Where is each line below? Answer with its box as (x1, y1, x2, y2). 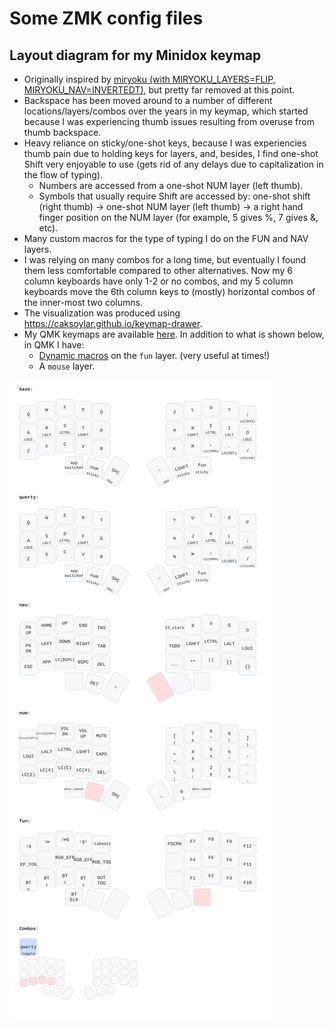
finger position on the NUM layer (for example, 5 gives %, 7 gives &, (38, 212, 319, 223)
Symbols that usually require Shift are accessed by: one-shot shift (38, 190, 311, 202)
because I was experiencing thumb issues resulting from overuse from (23, 116, 315, 127)
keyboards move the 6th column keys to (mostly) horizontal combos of (23, 286, 316, 297)
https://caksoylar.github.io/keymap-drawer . (23, 318, 203, 329)
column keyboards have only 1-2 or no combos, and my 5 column (23, 275, 294, 287)
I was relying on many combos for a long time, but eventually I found (23, 254, 307, 266)
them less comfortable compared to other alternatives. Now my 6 (23, 265, 293, 276)
